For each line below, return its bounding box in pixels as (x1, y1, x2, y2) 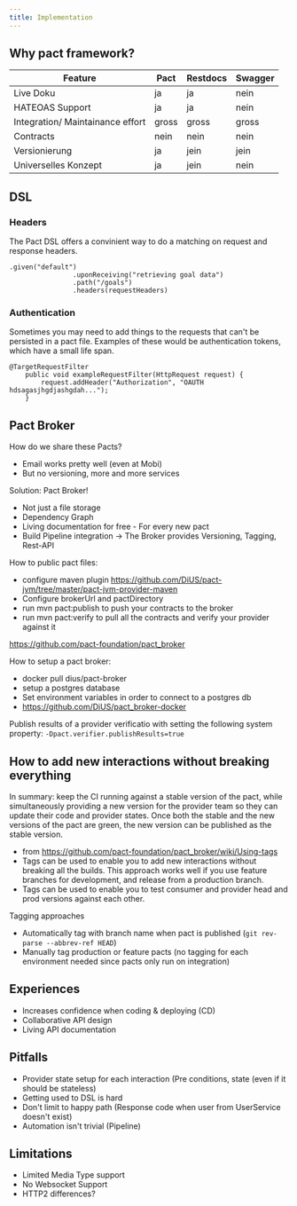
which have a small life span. (9, 345, 114, 356)
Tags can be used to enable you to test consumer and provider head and (21, 884, 288, 895)
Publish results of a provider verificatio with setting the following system (9, 719, 273, 729)
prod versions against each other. (21, 894, 145, 904)
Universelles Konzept (13, 159, 102, 171)
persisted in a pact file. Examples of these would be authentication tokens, (9, 336, 282, 347)
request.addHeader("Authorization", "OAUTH (41, 378, 204, 387)
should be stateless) (21, 1083, 97, 1093)
